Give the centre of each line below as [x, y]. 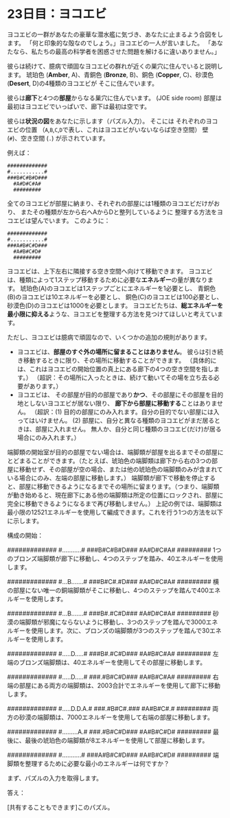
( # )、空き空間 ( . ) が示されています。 [58, 138]
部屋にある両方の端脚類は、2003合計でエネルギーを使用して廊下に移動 [120, 685]
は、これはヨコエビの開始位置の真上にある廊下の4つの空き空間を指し [115, 369]
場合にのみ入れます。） [48, 437]
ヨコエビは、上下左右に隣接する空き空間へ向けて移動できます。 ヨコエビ [110, 271]
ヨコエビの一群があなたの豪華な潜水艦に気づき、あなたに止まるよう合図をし [115, 34]
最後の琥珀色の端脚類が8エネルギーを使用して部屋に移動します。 [117, 740]
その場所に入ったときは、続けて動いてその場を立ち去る [136, 377]
